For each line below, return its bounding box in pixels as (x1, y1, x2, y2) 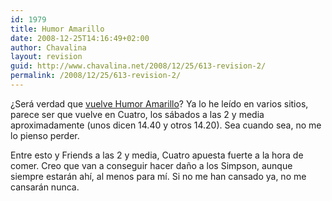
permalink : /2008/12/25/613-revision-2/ (10, 71, 182, 81)
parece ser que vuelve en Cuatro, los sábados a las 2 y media (10, 108, 265, 120)
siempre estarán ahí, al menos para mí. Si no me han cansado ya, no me (10, 170, 307, 182)
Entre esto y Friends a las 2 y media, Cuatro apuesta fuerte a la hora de (10, 149, 304, 161)
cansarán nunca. (10, 181, 80, 193)
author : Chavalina (10, 42, 87, 53)
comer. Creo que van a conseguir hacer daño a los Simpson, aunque (10, 159, 293, 171)
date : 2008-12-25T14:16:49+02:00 (10, 33, 150, 43)
